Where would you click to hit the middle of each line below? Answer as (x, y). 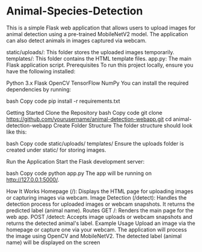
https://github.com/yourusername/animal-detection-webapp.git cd (89, 119)
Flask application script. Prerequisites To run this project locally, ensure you (100, 65)
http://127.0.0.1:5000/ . (33, 179)
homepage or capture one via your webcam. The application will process (97, 229)
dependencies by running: (39, 89)
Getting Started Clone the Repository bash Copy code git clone (84, 112)
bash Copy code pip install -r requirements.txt (63, 101)
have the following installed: (41, 71)
